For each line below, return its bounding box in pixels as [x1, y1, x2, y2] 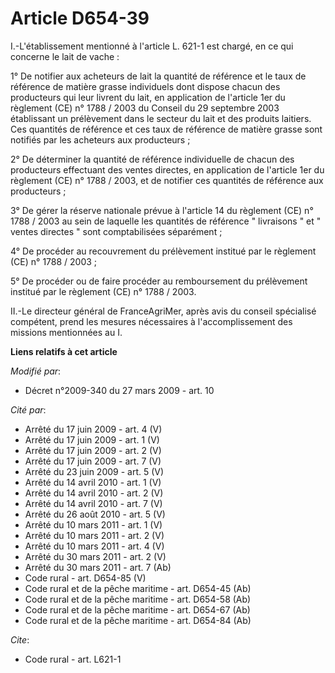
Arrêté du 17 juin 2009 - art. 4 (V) [24, 423, 163, 435]
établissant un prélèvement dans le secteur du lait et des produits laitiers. [10, 112, 312, 124]
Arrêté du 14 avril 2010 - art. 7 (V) [24, 497, 163, 509]
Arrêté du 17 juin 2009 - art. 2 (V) [24, 444, 162, 456]
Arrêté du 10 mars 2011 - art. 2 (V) [24, 529, 165, 541]
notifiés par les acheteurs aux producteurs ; [10, 133, 191, 146]
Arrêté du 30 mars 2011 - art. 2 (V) [24, 550, 167, 562]
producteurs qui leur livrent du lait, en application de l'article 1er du [10, 91, 286, 103]
